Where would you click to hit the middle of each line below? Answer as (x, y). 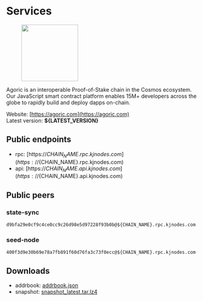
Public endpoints (39, 140)
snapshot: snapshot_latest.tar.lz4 (56, 292)
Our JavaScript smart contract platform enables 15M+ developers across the (101, 96)
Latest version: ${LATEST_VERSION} (52, 120)
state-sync (23, 212)
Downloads (28, 271)
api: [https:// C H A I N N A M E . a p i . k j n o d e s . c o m (68, 169)
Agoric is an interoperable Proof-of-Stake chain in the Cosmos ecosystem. (99, 89)
